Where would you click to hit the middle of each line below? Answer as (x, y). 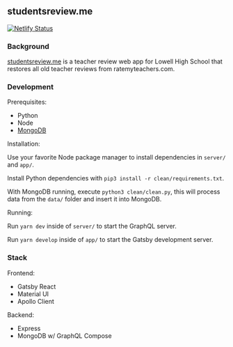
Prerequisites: (27, 102)
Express (29, 328)
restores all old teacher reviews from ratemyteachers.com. (91, 69)
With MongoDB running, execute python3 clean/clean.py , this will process (114, 192)
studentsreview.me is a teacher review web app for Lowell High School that (115, 61)
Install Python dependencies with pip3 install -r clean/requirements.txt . (116, 178)
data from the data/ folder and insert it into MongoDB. (85, 199)
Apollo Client (35, 301)
